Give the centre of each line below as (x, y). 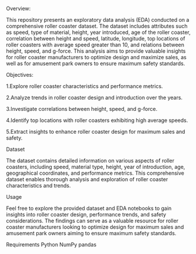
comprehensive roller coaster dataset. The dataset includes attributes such (97, 26)
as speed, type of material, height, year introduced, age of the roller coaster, (98, 32)
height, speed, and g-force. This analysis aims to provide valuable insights (96, 51)
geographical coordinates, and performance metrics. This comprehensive (95, 173)
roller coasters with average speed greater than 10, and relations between (95, 45)
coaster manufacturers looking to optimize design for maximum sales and (95, 227)
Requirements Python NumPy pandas (51, 245)
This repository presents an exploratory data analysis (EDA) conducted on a (98, 20)
